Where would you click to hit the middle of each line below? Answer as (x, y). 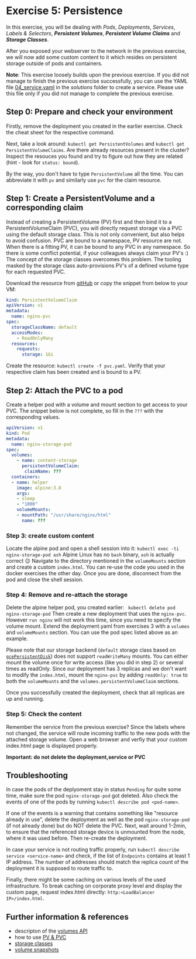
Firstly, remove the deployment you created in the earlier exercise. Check (94, 126)
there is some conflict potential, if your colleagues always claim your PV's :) (97, 253)
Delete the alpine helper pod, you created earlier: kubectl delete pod (91, 607)
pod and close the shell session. (45, 580)
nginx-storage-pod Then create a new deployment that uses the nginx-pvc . (96, 614)
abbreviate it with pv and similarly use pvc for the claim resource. (84, 180)
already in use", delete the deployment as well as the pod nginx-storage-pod (98, 819)
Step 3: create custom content (50, 535)
